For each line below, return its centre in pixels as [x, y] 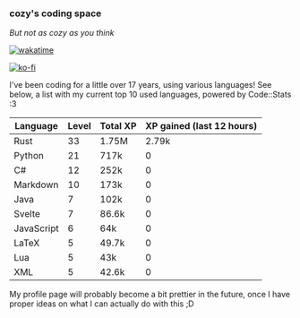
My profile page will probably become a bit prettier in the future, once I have [150, 295]
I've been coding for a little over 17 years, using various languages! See [141, 85]
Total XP [118, 126]
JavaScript [37, 228]
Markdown [36, 185]
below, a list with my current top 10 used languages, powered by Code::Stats [150, 95]
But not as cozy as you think [62, 33]
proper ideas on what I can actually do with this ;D [102, 304]
